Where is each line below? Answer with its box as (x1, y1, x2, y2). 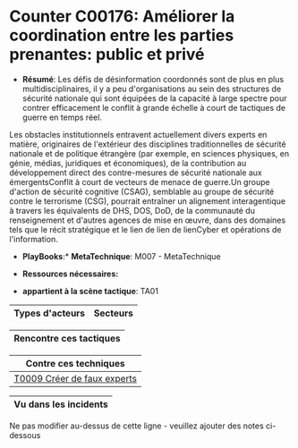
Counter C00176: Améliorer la (9, 6, 235, 27)
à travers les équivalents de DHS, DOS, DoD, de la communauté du (9, 205, 255, 216)
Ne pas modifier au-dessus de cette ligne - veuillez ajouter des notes (9, 420, 264, 431)
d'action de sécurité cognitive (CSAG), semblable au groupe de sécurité (9, 186, 275, 197)
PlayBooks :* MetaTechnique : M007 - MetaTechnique (21, 250, 221, 261)
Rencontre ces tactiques (13, 332, 121, 344)
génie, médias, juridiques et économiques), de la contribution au (9, 157, 247, 168)
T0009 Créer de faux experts (13, 372, 137, 385)
